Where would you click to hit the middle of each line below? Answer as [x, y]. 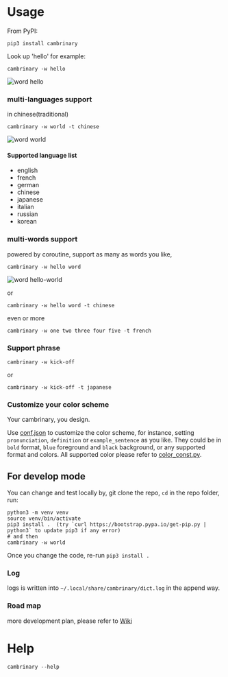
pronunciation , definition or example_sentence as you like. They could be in [114, 440]
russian [27, 214]
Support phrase [34, 348]
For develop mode [46, 476]
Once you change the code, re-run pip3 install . [78, 556]
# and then [23, 537]
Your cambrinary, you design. [49, 420]
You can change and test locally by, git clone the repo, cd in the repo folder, [113, 493]
